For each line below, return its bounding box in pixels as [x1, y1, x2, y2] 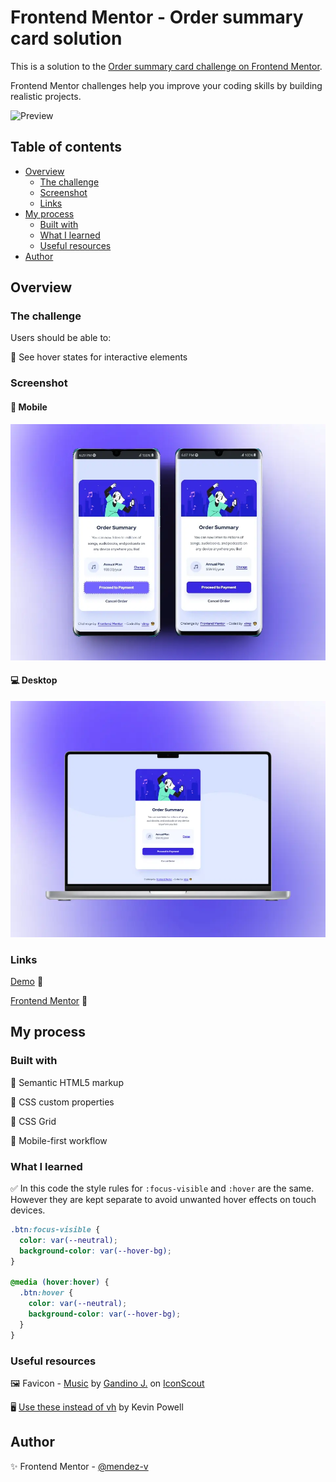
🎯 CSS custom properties [10, 1096, 115, 1108]
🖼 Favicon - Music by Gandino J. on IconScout [10, 1377, 205, 1389]
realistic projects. [10, 90, 82, 102]
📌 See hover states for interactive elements [10, 351, 188, 363]
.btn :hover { [19, 1288, 74, 1298]
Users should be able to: [10, 332, 112, 344]
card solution [10, 27, 123, 50]
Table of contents [10, 139, 122, 156]
